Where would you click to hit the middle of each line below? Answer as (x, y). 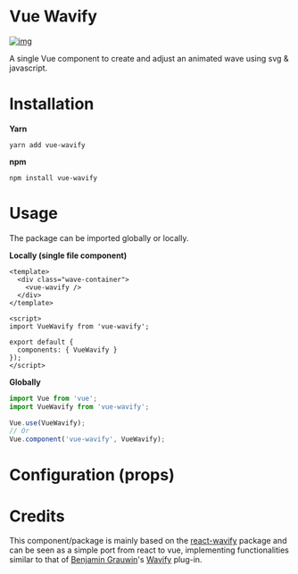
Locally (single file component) (68, 255)
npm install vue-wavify (54, 178)
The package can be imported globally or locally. (99, 237)
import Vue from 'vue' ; (54, 398)
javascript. (29, 68)
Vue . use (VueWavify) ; (48, 423)
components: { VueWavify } (67, 350)
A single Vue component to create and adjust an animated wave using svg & (149, 58)
